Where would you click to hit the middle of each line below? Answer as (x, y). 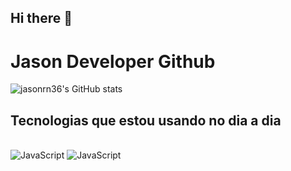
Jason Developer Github (113, 61)
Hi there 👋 (41, 18)
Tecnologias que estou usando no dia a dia (146, 120)
